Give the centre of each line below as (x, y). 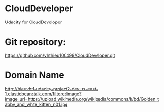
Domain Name (34, 75)
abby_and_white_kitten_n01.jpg (36, 104)
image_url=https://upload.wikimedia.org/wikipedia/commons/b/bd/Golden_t (82, 99)
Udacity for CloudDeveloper (33, 22)
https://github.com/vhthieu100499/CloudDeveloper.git (60, 55)
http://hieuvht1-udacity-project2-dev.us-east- (52, 89)
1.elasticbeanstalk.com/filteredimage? (44, 94)
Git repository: (35, 42)
